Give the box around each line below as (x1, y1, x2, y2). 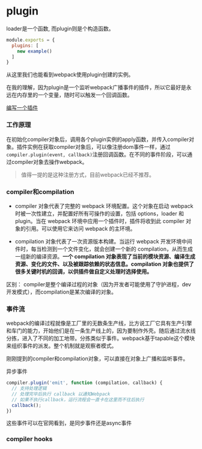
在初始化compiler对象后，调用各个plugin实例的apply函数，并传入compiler (6, 136, 189, 143)
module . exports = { (6, 37, 55, 43)
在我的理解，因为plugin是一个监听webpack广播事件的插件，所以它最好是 (6, 84, 186, 91)
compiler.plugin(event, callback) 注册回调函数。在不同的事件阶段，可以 (6, 151, 188, 158)
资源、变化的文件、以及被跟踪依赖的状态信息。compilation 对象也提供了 (14, 260, 194, 268)
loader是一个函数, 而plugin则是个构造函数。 (6, 25, 114, 32)
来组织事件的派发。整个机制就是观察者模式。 (6, 342, 117, 350)
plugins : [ (11, 42, 39, 49)
